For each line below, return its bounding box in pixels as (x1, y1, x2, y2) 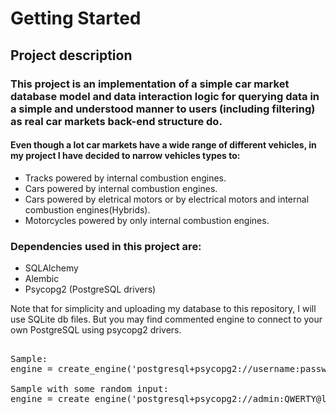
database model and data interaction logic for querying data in (10, 89, 320, 103)
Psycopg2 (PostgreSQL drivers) (24, 283, 157, 295)
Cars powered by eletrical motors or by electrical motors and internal (24, 193, 310, 205)
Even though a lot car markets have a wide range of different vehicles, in (10, 139, 317, 151)
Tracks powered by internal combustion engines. (24, 172, 227, 184)
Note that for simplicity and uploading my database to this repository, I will (10, 303, 317, 314)
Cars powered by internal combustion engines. (24, 182, 218, 194)
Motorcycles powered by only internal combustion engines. (24, 214, 270, 226)
